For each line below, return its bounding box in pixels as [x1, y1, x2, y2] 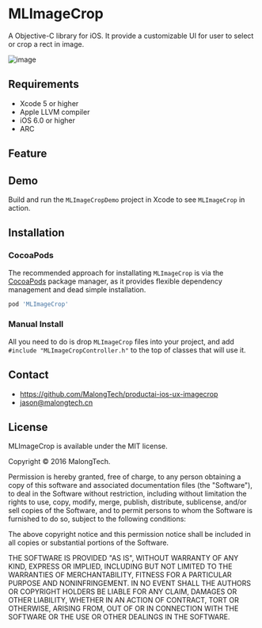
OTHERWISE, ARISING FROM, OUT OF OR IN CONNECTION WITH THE [8, 603, 239, 614]
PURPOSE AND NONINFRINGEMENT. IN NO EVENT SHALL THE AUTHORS [8, 579, 252, 588]
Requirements [8, 78, 79, 91]
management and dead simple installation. [8, 284, 146, 294]
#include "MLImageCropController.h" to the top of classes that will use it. [8, 345, 247, 355]
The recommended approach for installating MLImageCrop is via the [8, 268, 224, 277]
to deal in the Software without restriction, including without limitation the [8, 489, 247, 499]
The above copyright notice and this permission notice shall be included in [8, 530, 251, 539]
